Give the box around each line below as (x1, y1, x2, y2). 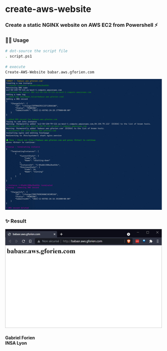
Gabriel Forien (5, 335, 35, 341)
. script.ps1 (5, 54, 32, 59)
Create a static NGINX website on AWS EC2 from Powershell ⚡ (5, 21, 158, 28)
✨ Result (5, 218, 26, 225)
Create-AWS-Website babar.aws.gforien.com (5, 70, 94, 75)
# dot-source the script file (5, 49, 68, 54)
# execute (5, 65, 26, 70)
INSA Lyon (5, 340, 27, 346)
